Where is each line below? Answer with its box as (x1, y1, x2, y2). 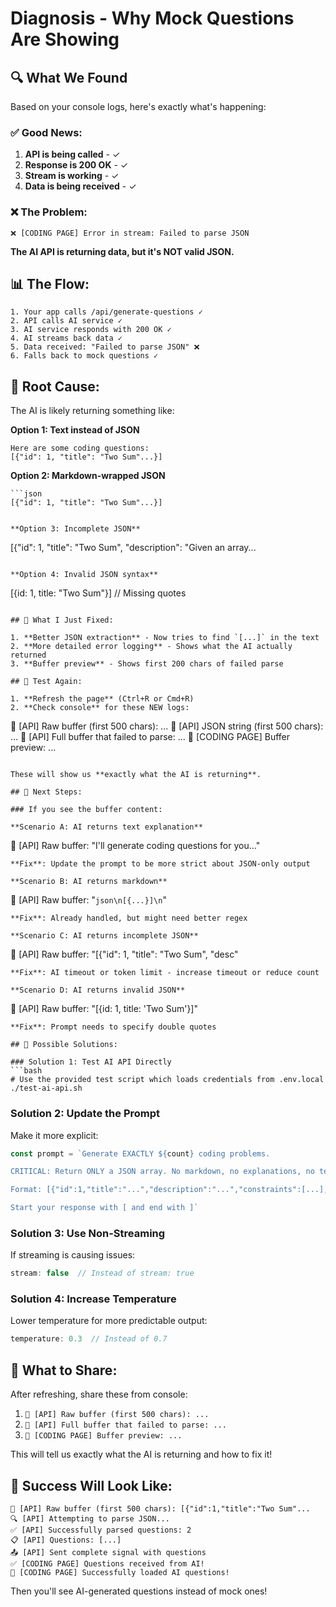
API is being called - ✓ (24, 148, 121, 161)
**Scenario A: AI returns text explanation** (10, 822, 203, 832)
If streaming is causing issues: (10, 1249, 136, 1261)
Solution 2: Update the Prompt (10, 1107, 161, 1121)
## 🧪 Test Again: (10, 677, 83, 687)
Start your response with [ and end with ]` (10, 1203, 199, 1213)
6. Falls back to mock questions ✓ (10, 351, 159, 361)
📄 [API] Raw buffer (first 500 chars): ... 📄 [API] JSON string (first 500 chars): (10, 720, 324, 732)
